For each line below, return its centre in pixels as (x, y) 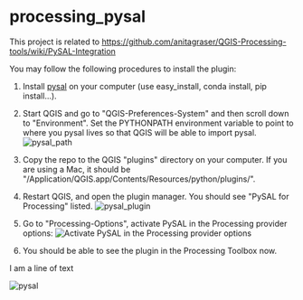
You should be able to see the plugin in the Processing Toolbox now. (150, 250)
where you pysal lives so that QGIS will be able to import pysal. (139, 132)
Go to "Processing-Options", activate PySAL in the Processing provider (155, 223)
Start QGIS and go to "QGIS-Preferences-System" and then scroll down (156, 113)
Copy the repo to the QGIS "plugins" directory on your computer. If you (155, 159)
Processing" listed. (57, 206)
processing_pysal (78, 17)
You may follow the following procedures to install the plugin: (123, 69)
